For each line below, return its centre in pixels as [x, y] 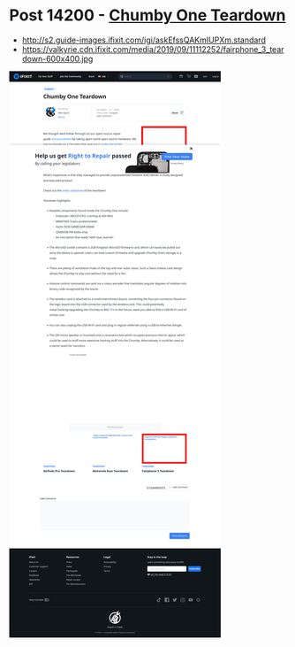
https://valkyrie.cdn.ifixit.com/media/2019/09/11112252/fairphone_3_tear [153, 49]
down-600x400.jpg [57, 58]
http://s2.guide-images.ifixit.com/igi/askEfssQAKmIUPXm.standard [144, 40]
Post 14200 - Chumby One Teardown [147, 15]
